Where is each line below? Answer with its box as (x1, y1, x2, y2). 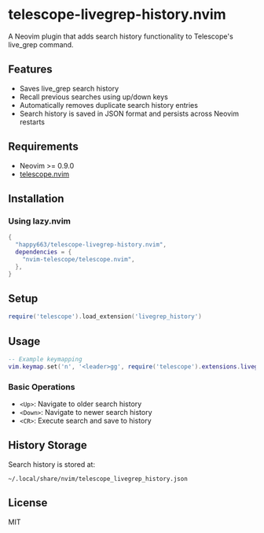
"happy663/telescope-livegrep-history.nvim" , (15, 241, 167, 249)
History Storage (8, 439, 88, 452)
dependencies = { (15, 248, 72, 256)
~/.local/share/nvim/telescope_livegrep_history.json (8, 475, 189, 483)
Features (8, 63, 53, 76)
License (8, 496, 48, 509)
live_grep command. (8, 39, 74, 49)
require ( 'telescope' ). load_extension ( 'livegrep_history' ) (8, 313, 202, 320)
